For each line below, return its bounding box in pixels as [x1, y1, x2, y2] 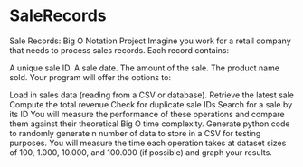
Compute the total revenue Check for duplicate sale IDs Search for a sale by [9, 98, 293, 109]
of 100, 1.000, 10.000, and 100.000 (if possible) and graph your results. [9, 146, 273, 158]
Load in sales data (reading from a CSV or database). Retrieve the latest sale [9, 89, 294, 100]
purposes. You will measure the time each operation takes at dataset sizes [9, 137, 287, 148]
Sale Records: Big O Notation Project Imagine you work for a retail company [9, 35, 291, 46]
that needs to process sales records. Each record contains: [9, 44, 229, 55]
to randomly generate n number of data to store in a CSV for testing [9, 127, 261, 138]
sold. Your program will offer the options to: [9, 71, 172, 82]
